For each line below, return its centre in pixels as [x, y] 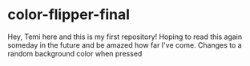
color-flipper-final [69, 15]
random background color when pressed [75, 53]
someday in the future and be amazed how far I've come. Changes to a [125, 45]
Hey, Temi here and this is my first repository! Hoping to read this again [125, 37]
